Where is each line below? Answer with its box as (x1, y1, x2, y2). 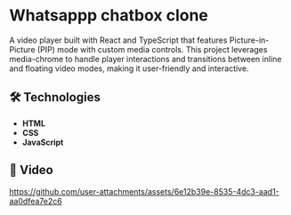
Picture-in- (229, 35, 270, 45)
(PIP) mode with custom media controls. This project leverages (36, 44, 268, 54)
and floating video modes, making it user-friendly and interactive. (9, 63, 249, 74)
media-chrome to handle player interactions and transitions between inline (9, 53, 282, 64)
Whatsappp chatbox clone (9, 5, 209, 26)
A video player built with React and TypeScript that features (9, 35, 228, 45)
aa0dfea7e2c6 (9, 195, 62, 206)
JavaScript (21, 137, 64, 147)
